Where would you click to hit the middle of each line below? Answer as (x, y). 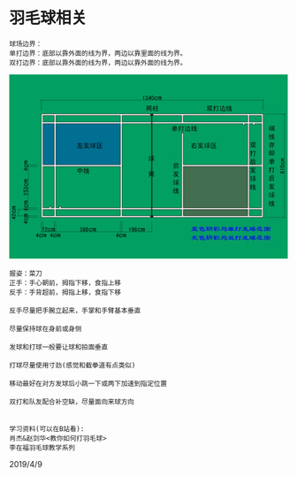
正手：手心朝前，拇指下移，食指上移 (65, 283)
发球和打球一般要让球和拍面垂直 (59, 347)
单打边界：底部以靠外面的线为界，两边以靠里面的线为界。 (98, 53)
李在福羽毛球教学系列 (42, 448)
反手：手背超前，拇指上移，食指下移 (65, 292)
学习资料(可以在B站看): (47, 429)
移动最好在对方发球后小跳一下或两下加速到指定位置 (88, 383)
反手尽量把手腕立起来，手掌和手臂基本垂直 (75, 311)
